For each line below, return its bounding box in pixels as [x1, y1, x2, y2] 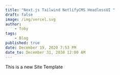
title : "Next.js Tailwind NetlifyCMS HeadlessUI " [5, 7, 115, 13]
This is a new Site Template [5, 64, 63, 70]
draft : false [5, 12, 33, 17]
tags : [5, 31, 17, 36]
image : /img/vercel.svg [5, 17, 56, 22]
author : [5, 21, 22, 27]
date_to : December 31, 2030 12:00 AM [5, 50, 86, 55]
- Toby [14, 26, 29, 31]
